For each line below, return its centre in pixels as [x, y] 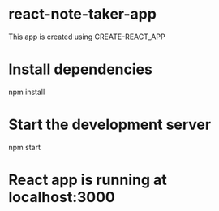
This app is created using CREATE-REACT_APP [87, 37]
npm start [25, 147]
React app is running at [88, 180]
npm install [27, 92]
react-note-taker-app [82, 14]
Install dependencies [80, 69]
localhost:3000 [62, 197]
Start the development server [110, 125]
